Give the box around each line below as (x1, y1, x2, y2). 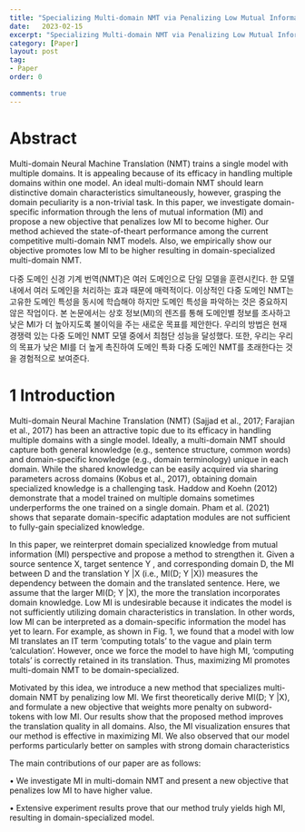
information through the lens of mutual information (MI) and (41, 206, 263, 217)
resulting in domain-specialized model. (9, 812, 155, 823)
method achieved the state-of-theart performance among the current (9, 225, 269, 236)
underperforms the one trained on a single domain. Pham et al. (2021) (9, 501, 271, 513)
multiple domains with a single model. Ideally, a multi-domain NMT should (9, 434, 286, 445)
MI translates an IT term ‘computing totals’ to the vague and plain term (9, 635, 272, 646)
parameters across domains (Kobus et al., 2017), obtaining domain (9, 473, 258, 484)
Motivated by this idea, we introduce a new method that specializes (9, 682, 261, 693)
